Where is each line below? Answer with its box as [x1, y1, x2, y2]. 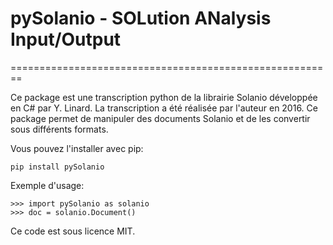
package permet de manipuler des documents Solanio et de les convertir [10, 112, 311, 124]
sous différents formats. [10, 123, 109, 135]
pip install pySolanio [10, 162, 105, 172]
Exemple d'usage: [10, 179, 85, 191]
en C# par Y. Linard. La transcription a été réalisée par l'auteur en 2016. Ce [10, 102, 318, 114]
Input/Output [10, 28, 122, 51]
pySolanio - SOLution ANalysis [10, 7, 272, 30]
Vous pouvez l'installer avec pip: [10, 142, 144, 154]
